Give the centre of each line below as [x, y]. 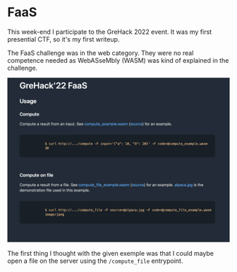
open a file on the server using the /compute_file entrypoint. [95, 261]
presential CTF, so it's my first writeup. [63, 39]
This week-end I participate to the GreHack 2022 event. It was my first [110, 32]
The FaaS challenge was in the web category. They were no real [101, 53]
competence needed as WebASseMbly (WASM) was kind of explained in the [118, 60]
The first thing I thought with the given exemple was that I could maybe [110, 254]
